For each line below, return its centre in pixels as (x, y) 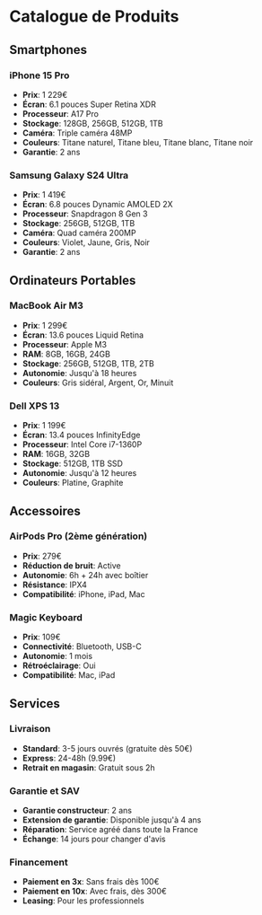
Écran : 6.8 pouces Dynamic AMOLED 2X (97, 205)
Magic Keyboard (46, 617)
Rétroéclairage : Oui (59, 665)
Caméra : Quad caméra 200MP (79, 233)
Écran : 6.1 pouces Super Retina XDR (89, 104)
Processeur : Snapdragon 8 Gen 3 (85, 214)
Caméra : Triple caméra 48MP (77, 133)
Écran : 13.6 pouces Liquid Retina (83, 335)
